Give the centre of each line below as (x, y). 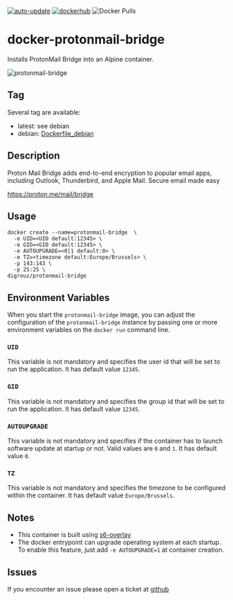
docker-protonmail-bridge (86, 40)
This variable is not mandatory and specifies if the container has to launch (115, 441)
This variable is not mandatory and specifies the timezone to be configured (116, 488)
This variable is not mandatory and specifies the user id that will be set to (114, 362)
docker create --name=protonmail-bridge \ (72, 233)
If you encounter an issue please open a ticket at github (88, 589)
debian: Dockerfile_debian (55, 133)
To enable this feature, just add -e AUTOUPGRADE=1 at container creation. (121, 550)
